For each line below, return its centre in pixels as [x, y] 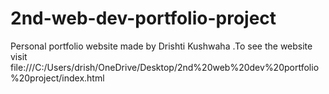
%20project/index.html [57, 78]
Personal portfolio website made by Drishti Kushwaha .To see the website [161, 46]
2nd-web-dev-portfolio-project [143, 18]
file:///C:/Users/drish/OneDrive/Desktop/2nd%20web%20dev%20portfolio [165, 67]
